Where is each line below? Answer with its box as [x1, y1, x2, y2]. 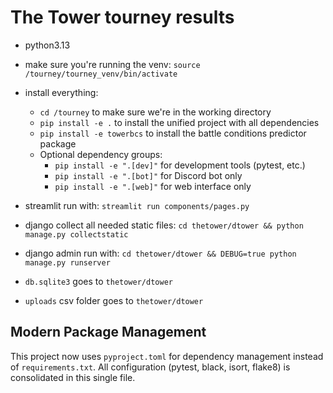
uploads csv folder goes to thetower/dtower [24, 294, 204, 306]
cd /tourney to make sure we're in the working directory [39, 106, 272, 118]
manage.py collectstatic [24, 229, 129, 240]
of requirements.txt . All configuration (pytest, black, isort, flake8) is [10, 361, 291, 373]
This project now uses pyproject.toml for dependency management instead [10, 350, 324, 362]
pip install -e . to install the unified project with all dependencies [39, 116, 320, 128]
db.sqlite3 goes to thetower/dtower [24, 275, 173, 287]
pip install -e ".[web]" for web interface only [54, 180, 252, 192]
